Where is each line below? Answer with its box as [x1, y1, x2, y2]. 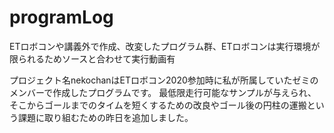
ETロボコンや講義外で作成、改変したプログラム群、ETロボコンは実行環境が [9, 40, 321, 52]
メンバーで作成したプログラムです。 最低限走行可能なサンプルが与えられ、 [9, 86, 317, 98]
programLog [9, 6, 114, 29]
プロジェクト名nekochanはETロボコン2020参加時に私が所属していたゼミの [9, 74, 319, 86]
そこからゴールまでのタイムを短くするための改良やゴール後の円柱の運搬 [9, 99, 307, 111]
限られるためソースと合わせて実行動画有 [9, 52, 176, 65]
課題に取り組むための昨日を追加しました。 [17, 111, 194, 123]
